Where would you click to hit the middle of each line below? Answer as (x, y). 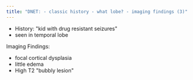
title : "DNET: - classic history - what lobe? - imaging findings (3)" (97, 12)
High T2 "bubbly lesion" (44, 70)
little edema (29, 64)
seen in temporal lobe (41, 35)
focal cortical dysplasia (43, 57)
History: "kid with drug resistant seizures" (66, 28)
